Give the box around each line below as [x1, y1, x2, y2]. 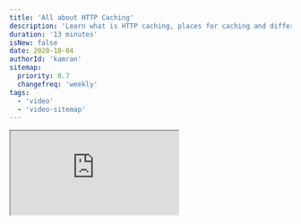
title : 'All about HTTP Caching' [9, 13, 134, 22]
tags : [9, 88, 30, 97]
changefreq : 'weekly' [17, 80, 99, 89]
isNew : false [9, 38, 58, 47]
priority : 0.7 [17, 72, 70, 81]
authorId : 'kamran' [9, 55, 82, 64]
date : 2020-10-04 [9, 47, 74, 56]
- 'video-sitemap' [17, 105, 87, 114]
